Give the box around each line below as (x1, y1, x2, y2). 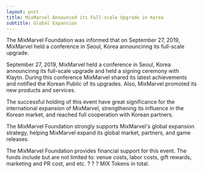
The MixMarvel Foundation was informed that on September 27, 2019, (6, 37, 181, 44)
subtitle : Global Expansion (6, 20, 78, 26)
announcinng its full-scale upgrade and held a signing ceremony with (6, 68, 179, 75)
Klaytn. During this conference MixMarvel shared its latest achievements (6, 74, 187, 81)
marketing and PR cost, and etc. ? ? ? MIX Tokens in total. (6, 160, 150, 168)
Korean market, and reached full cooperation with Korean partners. (6, 111, 174, 118)
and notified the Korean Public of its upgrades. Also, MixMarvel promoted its (6, 80, 197, 87)
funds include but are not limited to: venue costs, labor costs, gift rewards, (6, 154, 192, 161)
